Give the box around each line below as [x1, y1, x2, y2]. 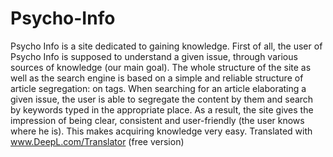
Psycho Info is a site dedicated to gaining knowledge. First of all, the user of [10, 40, 323, 52]
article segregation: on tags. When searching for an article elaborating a [10, 82, 307, 94]
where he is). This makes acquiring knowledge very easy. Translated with [10, 125, 313, 137]
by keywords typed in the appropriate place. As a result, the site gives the [10, 103, 314, 116]
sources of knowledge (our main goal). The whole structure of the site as [10, 61, 312, 73]
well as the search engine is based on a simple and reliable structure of [10, 72, 304, 84]
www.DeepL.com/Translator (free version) [10, 135, 185, 147]
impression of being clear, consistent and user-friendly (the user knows [10, 114, 305, 126]
